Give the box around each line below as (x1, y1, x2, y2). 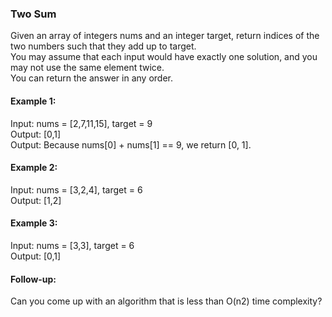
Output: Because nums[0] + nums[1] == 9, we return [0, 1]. (10, 138, 252, 151)
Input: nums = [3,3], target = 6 (10, 239, 135, 251)
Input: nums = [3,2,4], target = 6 (10, 183, 143, 196)
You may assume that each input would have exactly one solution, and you (10, 51, 318, 63)
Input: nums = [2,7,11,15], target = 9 (10, 117, 153, 129)
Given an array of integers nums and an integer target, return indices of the (10, 30, 320, 42)
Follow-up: (10, 273, 57, 285)
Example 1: (10, 95, 57, 107)
